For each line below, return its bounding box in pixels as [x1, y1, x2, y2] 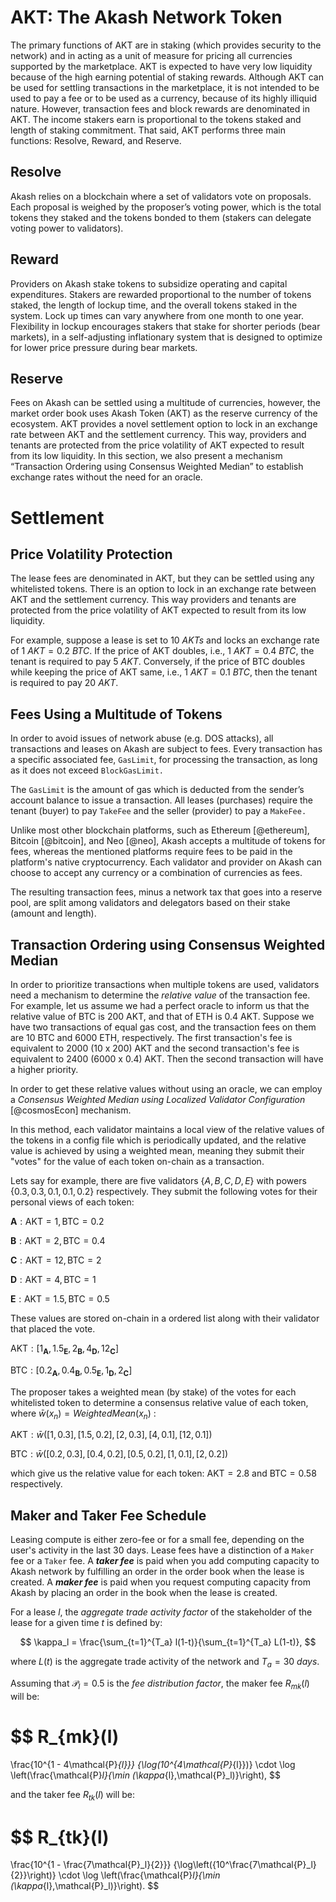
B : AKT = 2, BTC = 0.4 [10, 1235, 106, 1246]
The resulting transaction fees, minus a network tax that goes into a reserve [10, 886, 323, 898]
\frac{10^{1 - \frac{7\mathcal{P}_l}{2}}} [10, 1859, 172, 1871]
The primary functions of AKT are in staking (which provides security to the [10, 39, 322, 51]
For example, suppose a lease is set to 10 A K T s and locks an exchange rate [10, 634, 320, 646]
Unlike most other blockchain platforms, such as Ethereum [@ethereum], [10, 824, 310, 836]
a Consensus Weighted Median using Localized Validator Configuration [10, 1094, 306, 1105]
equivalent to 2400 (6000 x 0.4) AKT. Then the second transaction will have [10, 1053, 324, 1065]
